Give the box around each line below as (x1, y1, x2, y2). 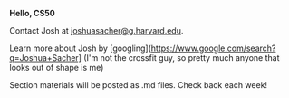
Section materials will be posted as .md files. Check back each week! (9, 80, 268, 90)
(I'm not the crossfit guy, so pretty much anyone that (82, 53, 280, 63)
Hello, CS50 (9, 8, 56, 18)
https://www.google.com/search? (150, 43, 276, 54)
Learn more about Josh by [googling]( (9, 43, 152, 54)
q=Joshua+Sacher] (9, 53, 82, 63)
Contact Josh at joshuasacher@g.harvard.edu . (9, 25, 184, 35)
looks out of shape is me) (9, 63, 104, 73)
